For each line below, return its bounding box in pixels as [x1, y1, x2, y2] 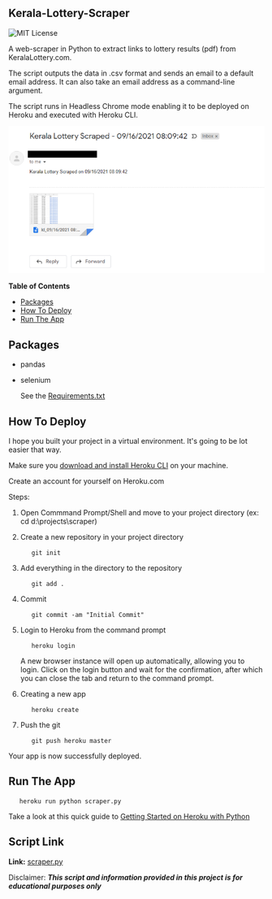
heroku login [31, 642, 76, 650]
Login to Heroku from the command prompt [19, 625, 166, 635]
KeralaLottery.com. [8, 52, 72, 62]
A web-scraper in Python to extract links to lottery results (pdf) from [8, 44, 236, 54]
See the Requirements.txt [19, 391, 106, 401]
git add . [31, 580, 65, 588]
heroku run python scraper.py [19, 797, 122, 806]
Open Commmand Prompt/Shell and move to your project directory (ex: [19, 508, 260, 518]
